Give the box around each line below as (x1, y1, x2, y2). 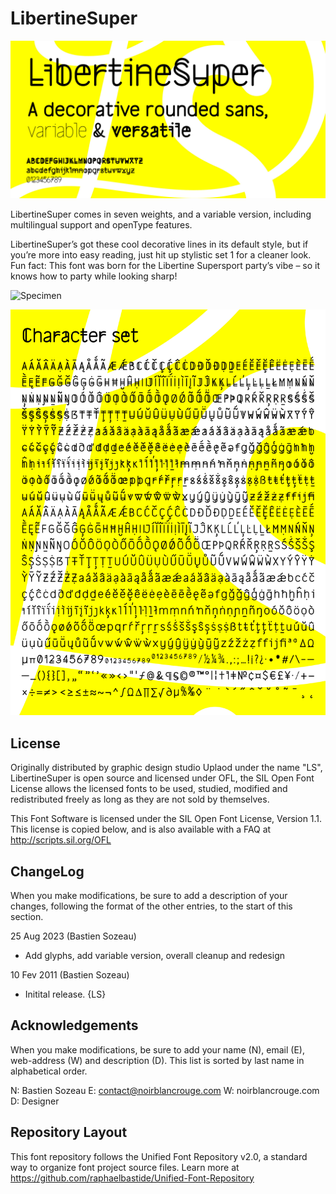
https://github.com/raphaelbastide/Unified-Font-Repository (10, 1172, 255, 1184)
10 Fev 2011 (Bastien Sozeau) (10, 968, 130, 981)
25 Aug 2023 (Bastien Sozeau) (10, 930, 137, 942)
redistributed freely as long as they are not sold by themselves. (10, 793, 270, 806)
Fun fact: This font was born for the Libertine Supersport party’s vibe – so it (10, 259, 321, 271)
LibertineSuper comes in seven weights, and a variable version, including (10, 208, 312, 220)
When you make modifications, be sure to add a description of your (10, 889, 288, 901)
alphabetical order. (10, 1065, 88, 1077)
